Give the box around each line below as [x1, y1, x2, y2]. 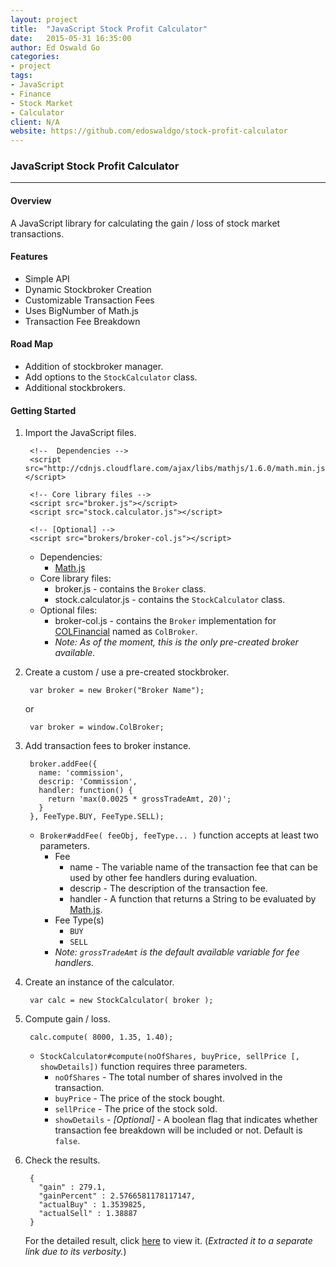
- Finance [10, 89, 52, 99]
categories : [10, 52, 60, 62]
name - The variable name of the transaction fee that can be [69, 861, 318, 873]
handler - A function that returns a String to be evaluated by [69, 893, 317, 905]
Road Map [10, 338, 54, 350]
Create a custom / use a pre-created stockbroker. [24, 666, 230, 678]
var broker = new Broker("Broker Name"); [29, 686, 205, 696]
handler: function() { [38, 786, 133, 796]
